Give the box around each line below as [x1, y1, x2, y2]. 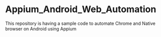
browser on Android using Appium [5, 25, 77, 31]
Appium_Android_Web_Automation [5, 4, 156, 15]
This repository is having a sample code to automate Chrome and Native [5, 20, 155, 26]
